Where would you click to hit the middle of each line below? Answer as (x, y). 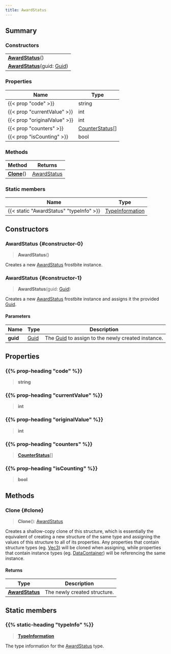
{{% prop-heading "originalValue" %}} (54, 420)
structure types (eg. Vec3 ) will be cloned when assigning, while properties (83, 547)
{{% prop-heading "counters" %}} (49, 444)
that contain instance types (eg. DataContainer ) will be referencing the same (85, 553)
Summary (21, 31)
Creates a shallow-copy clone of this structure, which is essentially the (79, 531)
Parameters (18, 316)
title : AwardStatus (26, 10)
